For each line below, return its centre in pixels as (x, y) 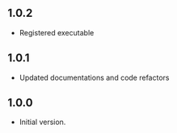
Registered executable (57, 32)
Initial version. (42, 122)
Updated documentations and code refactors (94, 77)
